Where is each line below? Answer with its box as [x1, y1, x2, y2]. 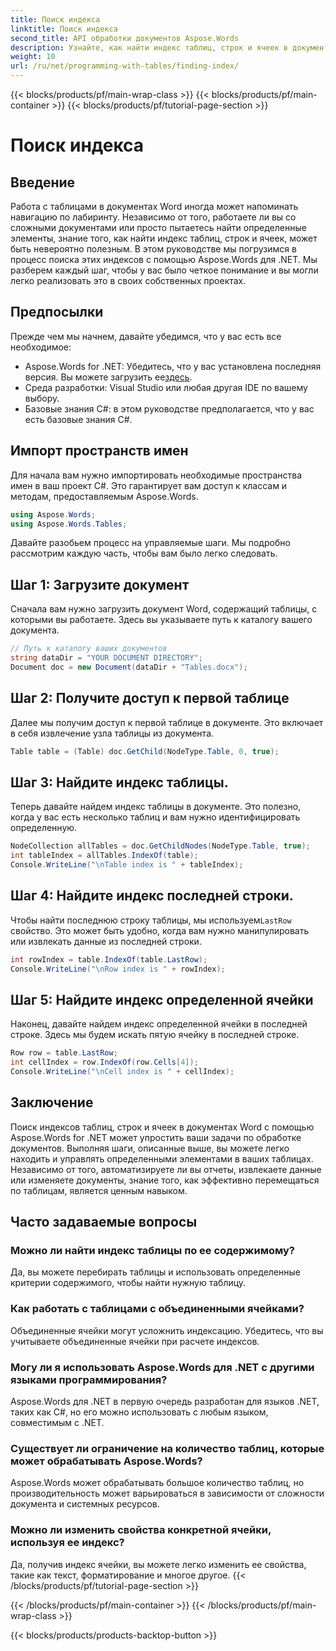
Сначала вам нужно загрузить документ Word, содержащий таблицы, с [10, 603, 318, 615]
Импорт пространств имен [10, 442, 189, 460]
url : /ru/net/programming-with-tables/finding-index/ [10, 61, 240, 71]
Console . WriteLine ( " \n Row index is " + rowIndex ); [10, 964, 226, 974]
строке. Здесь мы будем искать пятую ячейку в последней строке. [10, 1029, 300, 1041]
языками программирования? [10, 1372, 168, 1386]
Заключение [10, 1094, 94, 1111]
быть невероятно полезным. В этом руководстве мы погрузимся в [10, 243, 297, 255]
